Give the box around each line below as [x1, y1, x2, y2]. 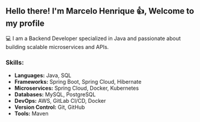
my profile [5, 19, 45, 29]
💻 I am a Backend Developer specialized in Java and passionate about [5, 35, 181, 42]
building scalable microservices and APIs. [5, 43, 109, 50]
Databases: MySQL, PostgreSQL [14, 91, 96, 98]
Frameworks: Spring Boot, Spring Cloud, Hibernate [14, 78, 142, 86]
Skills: [5, 58, 25, 66]
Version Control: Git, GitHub [14, 103, 85, 111]
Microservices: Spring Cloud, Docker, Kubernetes [14, 84, 139, 92]
